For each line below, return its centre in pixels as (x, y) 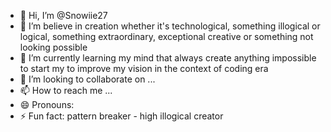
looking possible (53, 47)
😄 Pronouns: (47, 104)
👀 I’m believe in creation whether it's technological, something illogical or (170, 26)
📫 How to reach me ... (66, 90)
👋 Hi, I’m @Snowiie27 (63, 15)
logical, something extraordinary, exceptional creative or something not (166, 36)
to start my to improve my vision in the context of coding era (144, 68)
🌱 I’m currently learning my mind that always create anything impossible (168, 58)
